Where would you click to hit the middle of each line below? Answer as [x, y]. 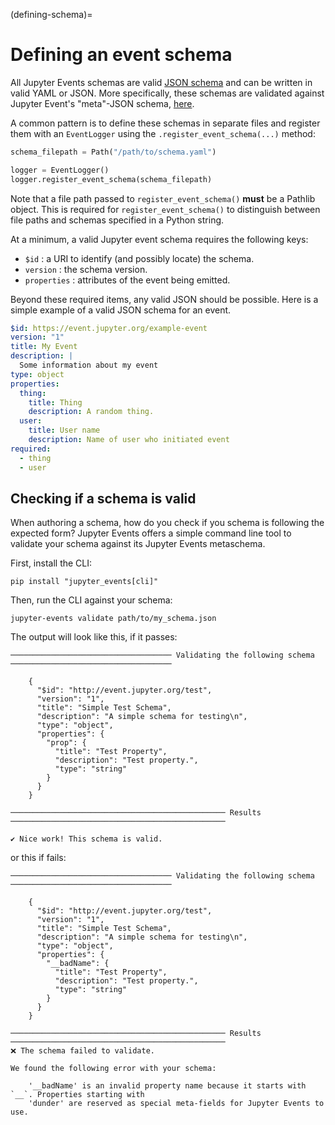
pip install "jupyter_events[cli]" [84, 582]
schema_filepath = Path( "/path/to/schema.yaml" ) [113, 152]
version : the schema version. [86, 269]
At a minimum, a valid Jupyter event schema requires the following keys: [159, 239]
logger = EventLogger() [60, 170]
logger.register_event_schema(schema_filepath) [111, 179]
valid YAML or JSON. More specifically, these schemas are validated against [167, 93]
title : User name [64, 430]
